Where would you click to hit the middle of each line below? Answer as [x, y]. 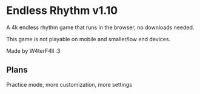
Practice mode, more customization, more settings [69, 84]
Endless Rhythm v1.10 [62, 11]
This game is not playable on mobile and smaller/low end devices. [88, 39]
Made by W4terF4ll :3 [33, 51]
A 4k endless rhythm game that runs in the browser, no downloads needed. [100, 27]
